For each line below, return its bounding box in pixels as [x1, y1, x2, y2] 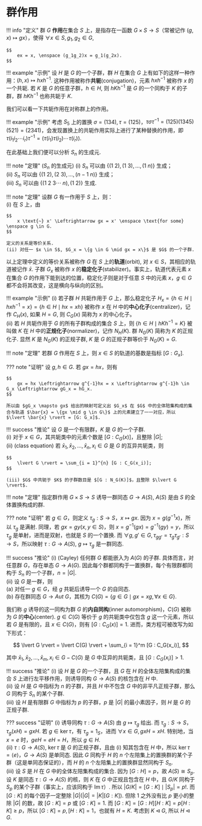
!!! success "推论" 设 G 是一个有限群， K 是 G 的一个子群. [6, 426, 145, 433]
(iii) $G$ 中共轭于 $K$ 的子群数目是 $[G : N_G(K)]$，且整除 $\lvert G [6, 477, 177, 483]
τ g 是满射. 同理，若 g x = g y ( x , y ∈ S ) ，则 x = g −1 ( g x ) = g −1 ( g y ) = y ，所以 [13, 522, 195, 532]
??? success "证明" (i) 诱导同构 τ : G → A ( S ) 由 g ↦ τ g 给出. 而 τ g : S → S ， [6, 719, 192, 727]
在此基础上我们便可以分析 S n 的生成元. [6, 148, 101, 157]
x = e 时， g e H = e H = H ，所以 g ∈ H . [6, 736, 100, 744]
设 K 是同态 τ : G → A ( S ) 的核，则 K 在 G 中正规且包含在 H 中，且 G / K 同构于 [6, 776, 195, 783]
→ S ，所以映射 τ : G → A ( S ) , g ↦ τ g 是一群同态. [6, 540, 124, 548]
